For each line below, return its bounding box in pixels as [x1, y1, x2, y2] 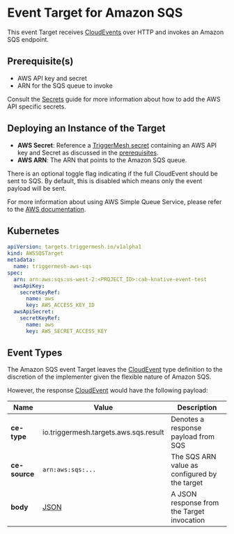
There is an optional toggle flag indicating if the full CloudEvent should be [7, 169, 218, 178]
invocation [171, 515, 205, 525]
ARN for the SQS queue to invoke [17, 81, 114, 90]
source [10, 469, 35, 479]
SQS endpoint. [7, 35, 49, 43]
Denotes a [171, 414, 205, 424]
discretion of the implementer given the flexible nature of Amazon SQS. [7, 372, 212, 381]
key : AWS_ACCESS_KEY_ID [25, 301, 95, 309]
